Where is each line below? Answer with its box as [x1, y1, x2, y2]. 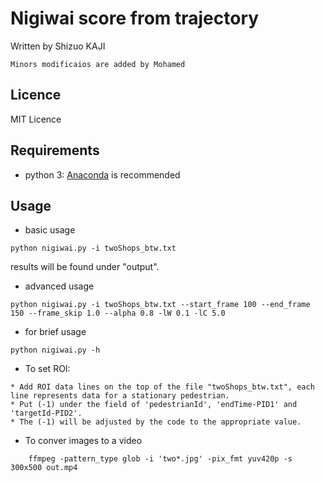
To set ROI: [24, 363, 71, 375]
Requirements [10, 142, 100, 159]
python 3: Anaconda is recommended [24, 168, 181, 181]
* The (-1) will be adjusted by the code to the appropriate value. [10, 417, 302, 427]
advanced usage [24, 280, 95, 292]
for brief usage [24, 326, 87, 338]
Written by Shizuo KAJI [10, 40, 106, 52]
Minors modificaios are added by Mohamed [10, 59, 186, 69]
